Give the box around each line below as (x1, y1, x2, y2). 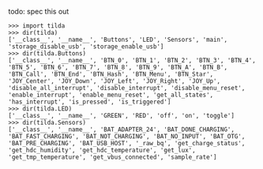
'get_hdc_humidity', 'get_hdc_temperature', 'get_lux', (8, 146, 196, 154)
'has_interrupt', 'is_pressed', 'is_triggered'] (8, 98, 171, 106)
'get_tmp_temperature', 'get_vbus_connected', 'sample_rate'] (8, 153, 217, 161)
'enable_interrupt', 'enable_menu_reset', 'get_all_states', (8, 91, 214, 99)
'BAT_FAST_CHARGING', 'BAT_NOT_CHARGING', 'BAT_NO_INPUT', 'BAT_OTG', (8, 133, 246, 141)
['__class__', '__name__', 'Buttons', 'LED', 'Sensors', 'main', (8, 36, 227, 43)
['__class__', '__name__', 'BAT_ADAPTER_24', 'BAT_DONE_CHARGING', (8, 126, 235, 133)
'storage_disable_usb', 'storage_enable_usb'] (8, 43, 164, 51)
